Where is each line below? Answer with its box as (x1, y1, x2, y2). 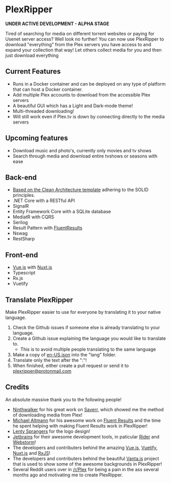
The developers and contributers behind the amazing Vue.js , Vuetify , (12, 445, 158, 451)
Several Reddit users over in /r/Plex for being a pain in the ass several (12, 466, 159, 472)
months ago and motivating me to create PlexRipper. (12, 472, 124, 478)
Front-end (5, 250, 38, 259)
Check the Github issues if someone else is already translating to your (12, 325, 160, 330)
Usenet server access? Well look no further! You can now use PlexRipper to (5, 36, 164, 42)
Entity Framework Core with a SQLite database (12, 209, 111, 215)
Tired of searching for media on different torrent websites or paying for (5, 30, 155, 36)
